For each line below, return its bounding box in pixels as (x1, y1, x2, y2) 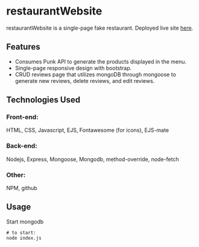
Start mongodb (6, 218, 44, 225)
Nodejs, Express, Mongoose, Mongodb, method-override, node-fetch (6, 156, 179, 163)
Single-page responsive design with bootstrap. (14, 64, 132, 71)
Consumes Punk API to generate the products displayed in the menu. (14, 58, 187, 65)
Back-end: (6, 142, 37, 150)
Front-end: (6, 113, 39, 122)
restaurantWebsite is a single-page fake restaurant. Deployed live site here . (6, 24, 194, 31)
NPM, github (6, 185, 37, 192)
